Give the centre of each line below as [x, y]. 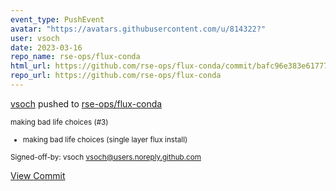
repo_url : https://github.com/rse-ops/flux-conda [116, 76]
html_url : [31, 66]
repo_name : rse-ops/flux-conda [75, 57]
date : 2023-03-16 [46, 47]
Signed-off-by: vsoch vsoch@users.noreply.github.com [106, 157]
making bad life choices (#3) [59, 122]
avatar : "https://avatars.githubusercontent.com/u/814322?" [138, 29]
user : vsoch [35, 38]
